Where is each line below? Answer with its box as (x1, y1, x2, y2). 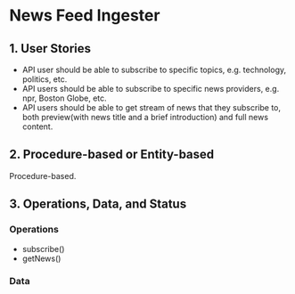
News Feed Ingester (9, 5, 160, 26)
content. (21, 121, 53, 132)
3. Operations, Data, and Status (9, 197, 187, 212)
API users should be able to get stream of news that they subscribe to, (21, 102, 282, 112)
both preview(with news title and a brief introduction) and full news (21, 112, 269, 122)
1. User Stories (9, 41, 92, 56)
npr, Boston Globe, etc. (21, 93, 107, 103)
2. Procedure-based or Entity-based (9, 147, 215, 162)
